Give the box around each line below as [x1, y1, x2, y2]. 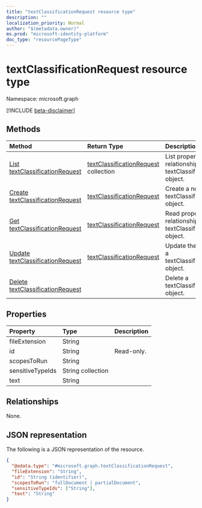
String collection [62, 366, 109, 375]
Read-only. [114, 346, 147, 355]
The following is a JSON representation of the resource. [6, 446, 144, 453]
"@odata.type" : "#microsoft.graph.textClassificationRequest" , [11, 463, 173, 469]
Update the [165, 241, 197, 250]
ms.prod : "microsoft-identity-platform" [6, 31, 109, 37]
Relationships [6, 396, 59, 407]
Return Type [87, 142, 124, 150]
